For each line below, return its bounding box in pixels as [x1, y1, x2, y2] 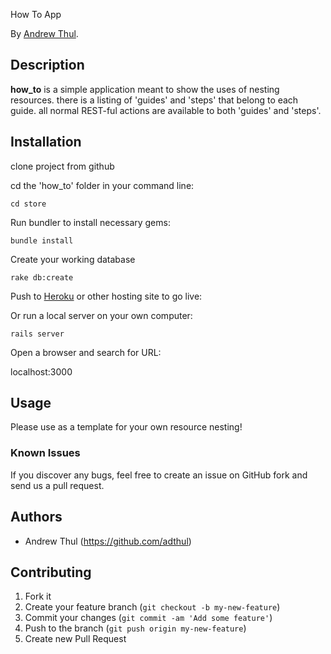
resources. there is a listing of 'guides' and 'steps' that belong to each [10, 94, 299, 106]
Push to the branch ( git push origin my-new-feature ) [24, 622, 247, 634]
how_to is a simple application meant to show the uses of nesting [10, 83, 280, 95]
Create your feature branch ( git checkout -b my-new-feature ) [24, 601, 281, 613]
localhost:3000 [10, 365, 73, 378]
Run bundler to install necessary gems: [10, 216, 171, 228]
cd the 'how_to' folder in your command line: [10, 179, 195, 191]
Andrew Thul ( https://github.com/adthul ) [24, 535, 192, 547]
